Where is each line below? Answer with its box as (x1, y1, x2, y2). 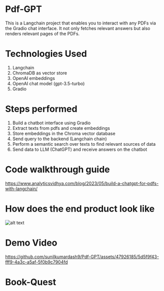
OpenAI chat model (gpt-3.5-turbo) (12, 80, 85, 86)
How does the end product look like (5, 203, 155, 214)
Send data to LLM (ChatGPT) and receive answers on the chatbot (12, 146, 147, 152)
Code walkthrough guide (5, 164, 110, 175)
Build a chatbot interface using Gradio (12, 120, 91, 126)
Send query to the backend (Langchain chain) (12, 136, 107, 142)
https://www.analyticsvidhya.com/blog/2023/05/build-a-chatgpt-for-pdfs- (5, 180, 159, 186)
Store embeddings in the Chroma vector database (12, 130, 116, 136)
